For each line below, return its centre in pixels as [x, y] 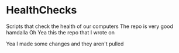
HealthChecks [42, 10]
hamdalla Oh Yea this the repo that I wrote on [61, 32]
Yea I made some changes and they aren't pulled [65, 44]
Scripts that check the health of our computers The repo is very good [90, 26]
